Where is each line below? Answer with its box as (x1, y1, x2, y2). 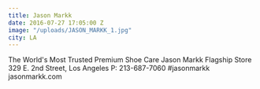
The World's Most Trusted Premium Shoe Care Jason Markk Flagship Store (8, 55, 252, 65)
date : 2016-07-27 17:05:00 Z (8, 19, 104, 27)
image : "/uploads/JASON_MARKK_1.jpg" (8, 26, 132, 34)
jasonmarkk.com (8, 72, 62, 81)
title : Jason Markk (8, 11, 72, 20)
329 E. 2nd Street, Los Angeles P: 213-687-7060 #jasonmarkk (8, 64, 210, 73)
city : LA (8, 33, 37, 42)
